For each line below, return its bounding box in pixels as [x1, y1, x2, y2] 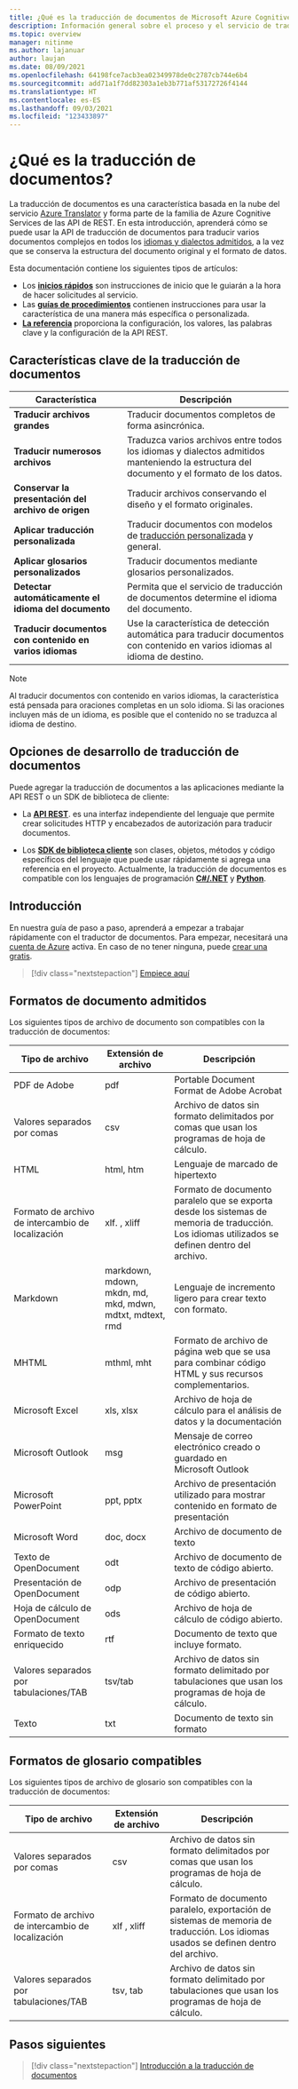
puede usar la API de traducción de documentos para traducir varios [9, 227, 260, 238]
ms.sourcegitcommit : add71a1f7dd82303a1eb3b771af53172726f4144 [9, 79, 248, 88]
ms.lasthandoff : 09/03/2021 [9, 104, 114, 113]
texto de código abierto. [174, 1562, 274, 1575]
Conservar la [13, 481, 70, 494]
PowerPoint [13, 1500, 62, 1513]
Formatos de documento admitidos [9, 993, 207, 1008]
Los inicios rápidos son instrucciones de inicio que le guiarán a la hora [21, 281, 281, 291]
